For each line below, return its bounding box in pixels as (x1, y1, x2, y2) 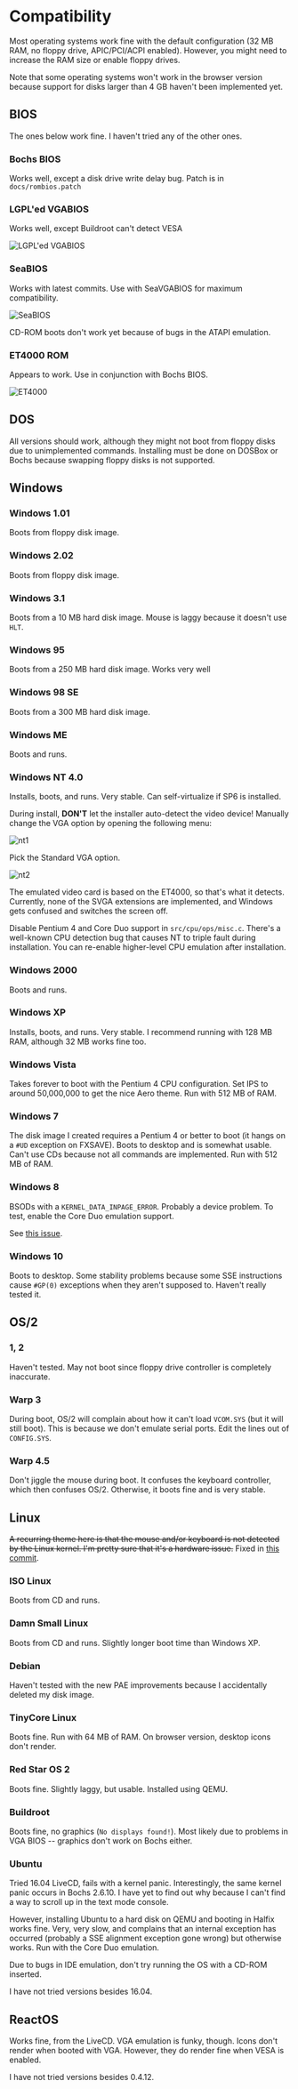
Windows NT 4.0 (9, 771, 84, 783)
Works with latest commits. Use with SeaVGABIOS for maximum (9, 283, 243, 293)
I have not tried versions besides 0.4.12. (9, 2071, 155, 2082)
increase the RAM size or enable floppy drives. (9, 54, 181, 65)
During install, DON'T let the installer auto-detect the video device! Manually (9, 808, 289, 819)
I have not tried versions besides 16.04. (9, 1986, 153, 1997)
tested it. (9, 1290, 42, 1299)
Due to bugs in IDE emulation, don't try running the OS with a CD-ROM (9, 1959, 268, 1971)
